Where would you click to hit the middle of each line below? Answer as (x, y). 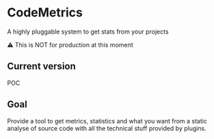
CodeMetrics (45, 13)
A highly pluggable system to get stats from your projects (88, 31)
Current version (42, 66)
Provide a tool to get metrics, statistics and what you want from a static (107, 121)
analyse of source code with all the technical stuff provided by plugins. (107, 128)
